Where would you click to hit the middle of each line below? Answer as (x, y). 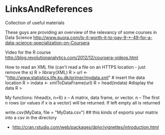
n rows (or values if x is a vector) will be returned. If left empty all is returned (82, 102)
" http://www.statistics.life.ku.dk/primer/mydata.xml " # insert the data (75, 77)
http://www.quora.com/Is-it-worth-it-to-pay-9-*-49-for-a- (93, 37)
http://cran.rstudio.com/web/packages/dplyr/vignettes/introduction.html (85, 127)
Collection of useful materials (35, 23)
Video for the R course (28, 52)
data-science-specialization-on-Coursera (47, 42)
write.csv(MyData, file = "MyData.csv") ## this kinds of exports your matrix (82, 112)
